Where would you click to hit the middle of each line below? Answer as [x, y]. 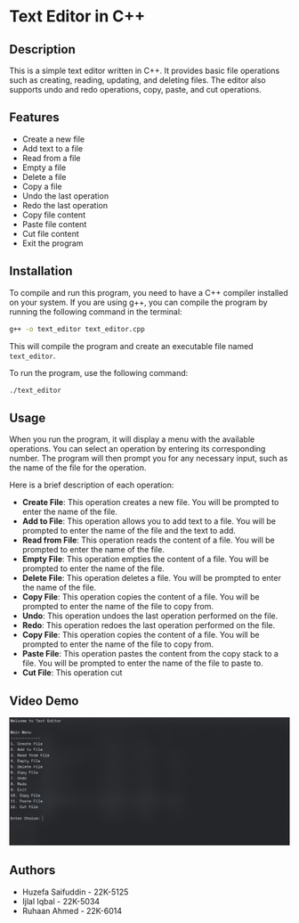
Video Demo [44, 701]
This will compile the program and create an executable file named [131, 346]
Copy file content [54, 215]
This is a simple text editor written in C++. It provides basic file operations [145, 70]
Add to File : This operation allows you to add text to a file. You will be [149, 521]
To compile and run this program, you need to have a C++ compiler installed [149, 292]
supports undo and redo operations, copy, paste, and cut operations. [136, 90]
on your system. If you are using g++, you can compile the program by [139, 302]
